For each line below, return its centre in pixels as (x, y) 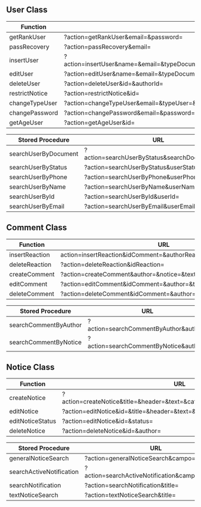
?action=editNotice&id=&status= (108, 421)
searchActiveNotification (44, 472)
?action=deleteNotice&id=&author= (112, 431)
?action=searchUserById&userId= (132, 196)
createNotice (28, 398)
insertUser (24, 60)
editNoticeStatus (33, 421)
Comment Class (36, 228)
